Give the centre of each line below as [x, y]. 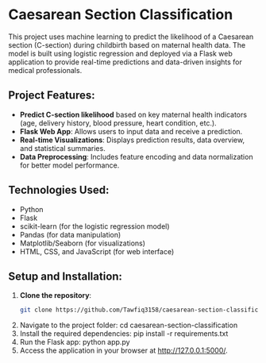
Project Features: [52, 96]
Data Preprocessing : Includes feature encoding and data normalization [136, 156]
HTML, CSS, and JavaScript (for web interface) [97, 251]
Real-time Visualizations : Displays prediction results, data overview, [132, 140]
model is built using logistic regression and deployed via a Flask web [120, 53]
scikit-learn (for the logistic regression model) [94, 226]
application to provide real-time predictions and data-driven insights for [125, 62]
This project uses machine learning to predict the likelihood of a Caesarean [131, 37]
